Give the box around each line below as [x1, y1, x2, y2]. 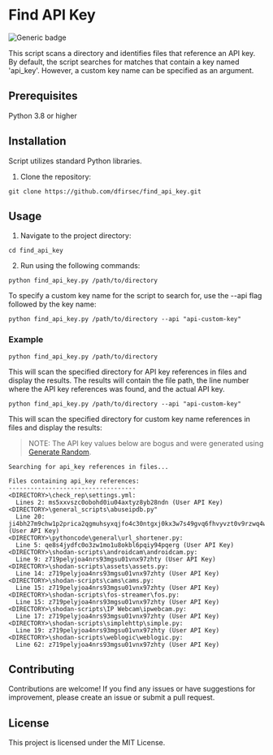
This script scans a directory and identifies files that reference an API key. [8, 48, 256, 58]
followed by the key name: [8, 299, 97, 310]
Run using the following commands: [19, 261, 141, 271]
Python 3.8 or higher [8, 111, 77, 120]
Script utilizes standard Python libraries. [8, 156, 142, 166]
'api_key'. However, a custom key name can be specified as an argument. [8, 65, 254, 75]
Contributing [8, 662, 75, 676]
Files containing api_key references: [8, 477, 140, 485]
